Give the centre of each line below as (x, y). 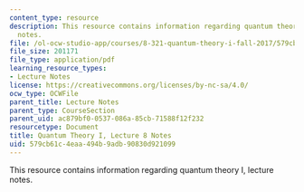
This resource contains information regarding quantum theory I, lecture (142, 169)
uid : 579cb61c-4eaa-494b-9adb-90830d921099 (93, 144)
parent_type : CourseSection (62, 110)
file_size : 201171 (44, 52)
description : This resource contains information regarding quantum (141, 26)
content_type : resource (54, 18)
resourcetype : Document (54, 128)
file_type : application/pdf (62, 60)
